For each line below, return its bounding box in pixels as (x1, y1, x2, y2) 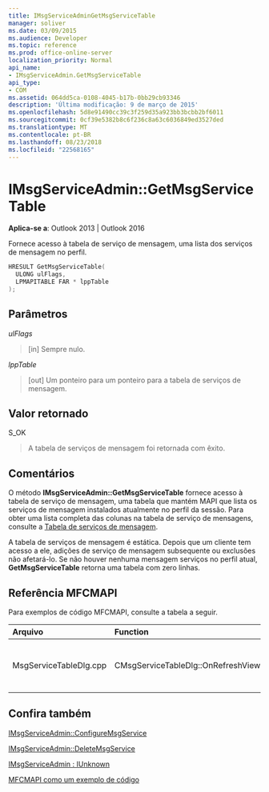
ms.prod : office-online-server (8, 49, 113, 57)
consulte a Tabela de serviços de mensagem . (8, 522, 159, 532)
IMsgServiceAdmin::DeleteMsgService (8, 743, 136, 753)
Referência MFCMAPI (8, 586, 118, 600)
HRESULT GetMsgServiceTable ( (8, 263, 106, 271)
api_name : (8, 64, 42, 72)
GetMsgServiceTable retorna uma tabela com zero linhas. (8, 563, 200, 573)
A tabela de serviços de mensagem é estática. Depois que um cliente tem (8, 538, 251, 547)
